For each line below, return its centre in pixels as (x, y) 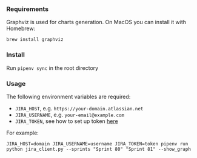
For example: (23, 133)
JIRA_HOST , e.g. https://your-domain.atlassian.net (79, 108)
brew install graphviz (35, 40)
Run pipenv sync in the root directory (52, 68)
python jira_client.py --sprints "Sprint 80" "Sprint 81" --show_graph (98, 149)
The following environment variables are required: (68, 96)
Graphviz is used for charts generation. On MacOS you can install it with (96, 22)
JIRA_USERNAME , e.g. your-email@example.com (70, 115)
